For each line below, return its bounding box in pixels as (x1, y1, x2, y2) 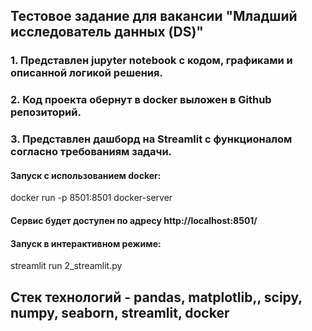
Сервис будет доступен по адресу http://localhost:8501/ (10, 214, 258, 226)
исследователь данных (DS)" (10, 24, 204, 41)
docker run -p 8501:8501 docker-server (10, 192, 173, 204)
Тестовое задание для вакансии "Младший (10, 8, 298, 25)
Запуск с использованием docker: (10, 169, 162, 181)
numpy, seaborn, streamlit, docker (10, 304, 230, 321)
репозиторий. (10, 105, 82, 119)
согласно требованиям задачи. (10, 145, 173, 159)
